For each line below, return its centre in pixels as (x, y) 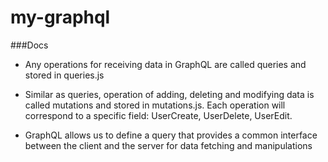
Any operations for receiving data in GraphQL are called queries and (165, 64)
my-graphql (60, 17)
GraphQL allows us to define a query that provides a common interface (171, 135)
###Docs (29, 45)
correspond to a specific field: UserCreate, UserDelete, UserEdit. (158, 115)
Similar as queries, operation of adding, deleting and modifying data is (169, 94)
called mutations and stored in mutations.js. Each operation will (155, 105)
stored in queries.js (64, 75)
